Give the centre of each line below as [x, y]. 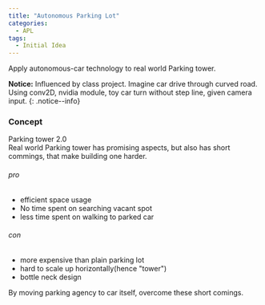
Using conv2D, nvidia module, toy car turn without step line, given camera [130, 92]
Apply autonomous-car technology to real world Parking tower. [112, 68]
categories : [28, 23]
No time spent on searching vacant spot [86, 208]
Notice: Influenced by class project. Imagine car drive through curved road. [133, 84]
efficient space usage [56, 199]
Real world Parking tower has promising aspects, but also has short [119, 148]
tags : [17, 38]
